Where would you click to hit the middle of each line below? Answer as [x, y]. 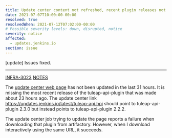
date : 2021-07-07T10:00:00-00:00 [41, 15]
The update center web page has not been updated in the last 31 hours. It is [85, 87]
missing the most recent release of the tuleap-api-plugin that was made [81, 93]
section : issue [21, 48]
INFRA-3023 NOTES [27, 77]
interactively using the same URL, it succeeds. [54, 130]
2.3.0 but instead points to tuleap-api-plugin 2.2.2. [73, 109]
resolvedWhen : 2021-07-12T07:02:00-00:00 [50, 24]
